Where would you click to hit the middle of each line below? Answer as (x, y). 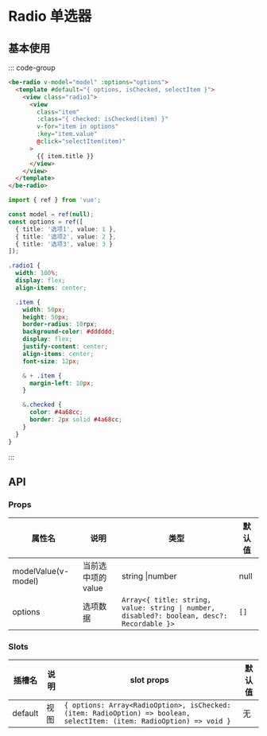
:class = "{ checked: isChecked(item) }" (103, 119)
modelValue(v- (41, 571)
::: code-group (32, 68)
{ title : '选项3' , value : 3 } (64, 244)
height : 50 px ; (46, 317)
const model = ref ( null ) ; (51, 215)
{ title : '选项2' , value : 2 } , (66, 236)
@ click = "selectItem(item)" (81, 141)
